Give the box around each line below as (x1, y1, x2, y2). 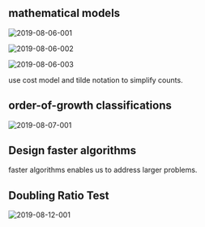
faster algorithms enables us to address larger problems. (8, 165, 198, 175)
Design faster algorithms (8, 143, 136, 157)
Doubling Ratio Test (8, 188, 109, 202)
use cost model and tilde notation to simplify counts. (8, 75, 184, 84)
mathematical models (8, 6, 121, 20)
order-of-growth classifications (8, 99, 172, 113)
